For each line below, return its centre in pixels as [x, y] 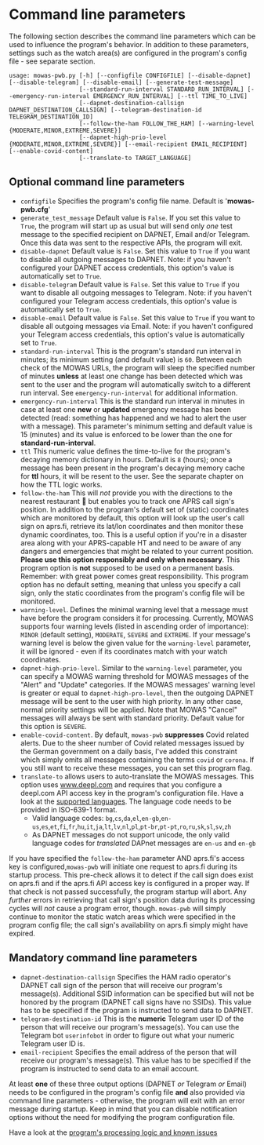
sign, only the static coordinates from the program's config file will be [132, 593]
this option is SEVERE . [53, 726]
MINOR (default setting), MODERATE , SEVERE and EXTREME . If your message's [135, 634]
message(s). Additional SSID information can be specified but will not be [137, 994]
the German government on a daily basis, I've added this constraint [128, 751]
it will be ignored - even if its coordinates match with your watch [124, 651]
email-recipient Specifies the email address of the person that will [128, 1052]
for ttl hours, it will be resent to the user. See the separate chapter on [132, 476]
